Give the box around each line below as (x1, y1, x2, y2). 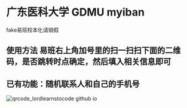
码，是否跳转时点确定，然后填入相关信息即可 (6, 57, 171, 67)
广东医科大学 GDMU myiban (6, 5, 145, 19)
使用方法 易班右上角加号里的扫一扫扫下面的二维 (6, 45, 181, 55)
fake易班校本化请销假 (6, 26, 59, 33)
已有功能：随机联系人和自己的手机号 (6, 79, 140, 89)
